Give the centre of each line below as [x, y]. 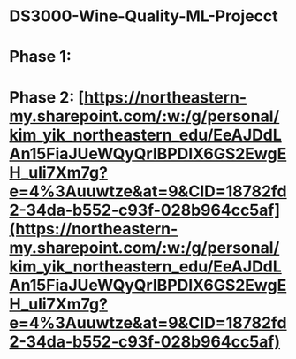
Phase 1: [41, 57]
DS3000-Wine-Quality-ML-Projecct [144, 16]
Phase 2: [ [47, 97]
